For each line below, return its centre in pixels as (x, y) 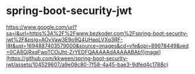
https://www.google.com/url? (42, 27)
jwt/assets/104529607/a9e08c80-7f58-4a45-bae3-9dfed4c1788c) (87, 64)
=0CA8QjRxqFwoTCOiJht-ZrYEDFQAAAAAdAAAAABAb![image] (84, 52)
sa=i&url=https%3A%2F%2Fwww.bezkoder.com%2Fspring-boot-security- (97, 33)
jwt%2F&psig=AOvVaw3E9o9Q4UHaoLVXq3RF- (65, 39)
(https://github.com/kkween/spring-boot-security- (67, 58)
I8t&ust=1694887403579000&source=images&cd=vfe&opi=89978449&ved (97, 46)
